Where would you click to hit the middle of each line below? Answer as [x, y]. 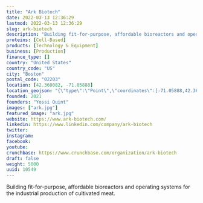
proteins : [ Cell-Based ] [36, 40]
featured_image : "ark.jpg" [40, 113]
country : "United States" [39, 62]
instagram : [20, 136]
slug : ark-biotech [29, 29]
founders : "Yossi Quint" [37, 102]
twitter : [17, 130]
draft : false [23, 158]
